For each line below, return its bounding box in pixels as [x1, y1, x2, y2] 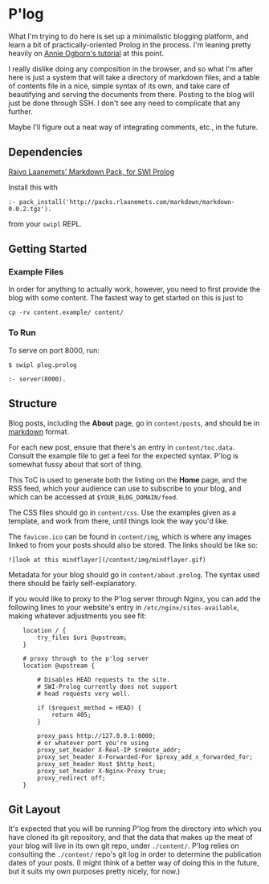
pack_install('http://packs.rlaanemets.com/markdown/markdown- [18, 198, 235, 206]
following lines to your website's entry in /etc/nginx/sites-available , [8, 602, 239, 612]
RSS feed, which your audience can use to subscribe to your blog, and [8, 483, 242, 493]
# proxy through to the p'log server [22, 654, 149, 662]
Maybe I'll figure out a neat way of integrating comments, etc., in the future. [8, 122, 259, 132]
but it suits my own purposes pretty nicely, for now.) [8, 866, 181, 876]
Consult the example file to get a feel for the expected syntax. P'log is [8, 450, 239, 460]
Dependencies [8, 145, 83, 159]
